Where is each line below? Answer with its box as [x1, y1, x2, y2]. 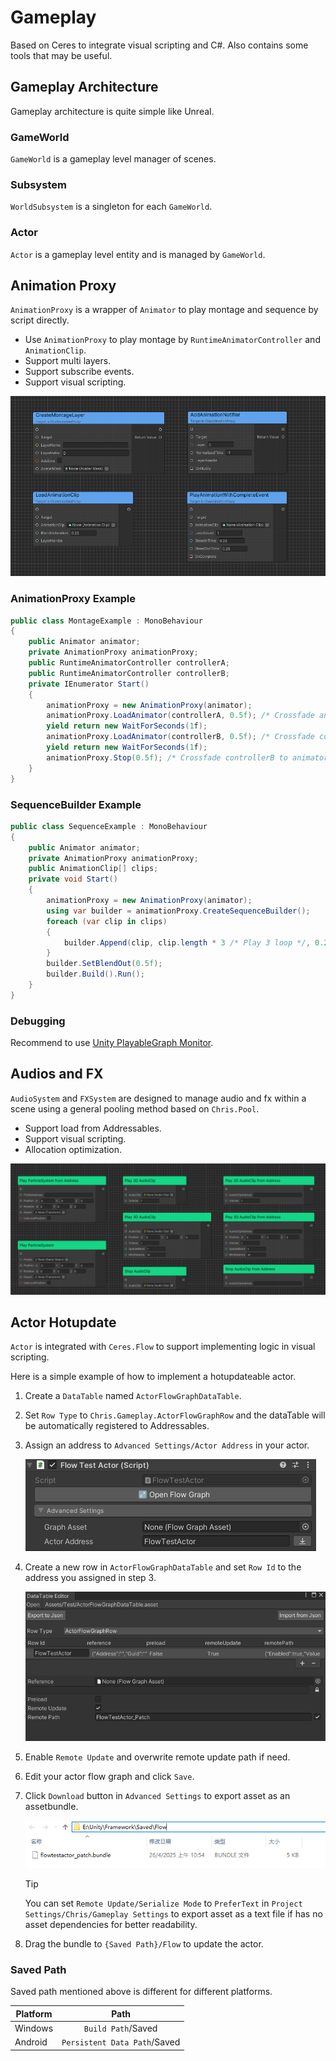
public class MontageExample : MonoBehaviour [10, 616, 203, 626]
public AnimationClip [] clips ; [28, 864, 159, 874]
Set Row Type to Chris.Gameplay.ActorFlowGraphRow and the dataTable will [24, 1409, 326, 1421]
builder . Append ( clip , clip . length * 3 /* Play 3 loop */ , [63, 937, 311, 948]
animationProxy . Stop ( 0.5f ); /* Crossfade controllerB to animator [46, 752, 329, 763]
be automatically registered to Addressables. [24, 1420, 210, 1432]
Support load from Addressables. [24, 1122, 162, 1134]
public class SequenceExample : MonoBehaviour [10, 821, 208, 831]
